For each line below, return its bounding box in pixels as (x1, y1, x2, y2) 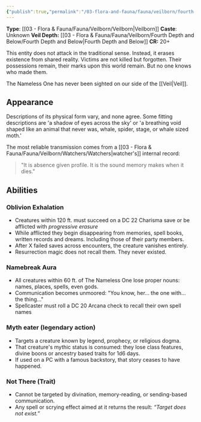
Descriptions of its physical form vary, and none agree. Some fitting (6, 113, 173, 120)
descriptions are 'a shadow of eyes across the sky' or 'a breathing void (6, 119, 181, 127)
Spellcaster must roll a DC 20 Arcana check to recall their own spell (14, 302, 181, 309)
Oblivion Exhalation (6, 203, 64, 211)
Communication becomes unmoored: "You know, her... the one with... (14, 289, 187, 297)
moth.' (6, 132, 22, 139)
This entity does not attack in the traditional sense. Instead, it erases (6, 49, 175, 57)
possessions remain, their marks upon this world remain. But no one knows (6, 62, 191, 69)
